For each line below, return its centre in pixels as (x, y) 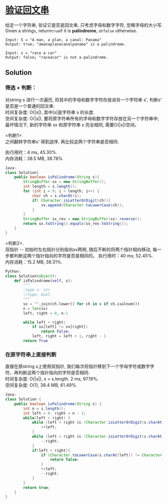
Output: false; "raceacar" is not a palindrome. (57, 57)
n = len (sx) (36, 308)
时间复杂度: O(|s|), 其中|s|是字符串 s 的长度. (50, 112)
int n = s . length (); (44, 408)
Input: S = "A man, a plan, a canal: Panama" (53, 40)
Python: (13, 271)
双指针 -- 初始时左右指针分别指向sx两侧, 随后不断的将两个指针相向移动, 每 (81, 249)
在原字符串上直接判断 (31, 354)
